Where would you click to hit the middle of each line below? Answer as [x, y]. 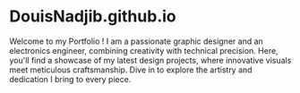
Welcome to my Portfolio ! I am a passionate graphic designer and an [137, 41]
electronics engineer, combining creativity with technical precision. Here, [144, 50]
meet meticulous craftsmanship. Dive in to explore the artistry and [131, 70]
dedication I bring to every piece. [70, 79]
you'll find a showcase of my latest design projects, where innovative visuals [150, 60]
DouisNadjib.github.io [93, 17]
